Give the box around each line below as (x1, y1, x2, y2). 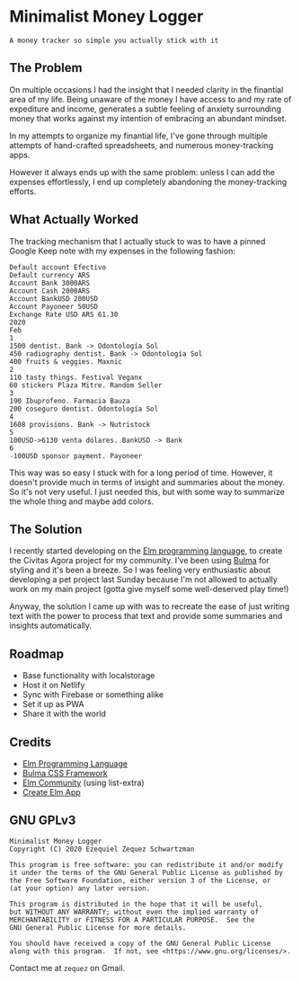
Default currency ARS (9, 270, 91, 279)
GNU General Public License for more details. (9, 923, 187, 932)
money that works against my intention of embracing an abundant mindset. (9, 112, 288, 123)
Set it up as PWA (22, 699, 84, 710)
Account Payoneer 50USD (9, 302, 99, 311)
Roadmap (9, 646, 65, 661)
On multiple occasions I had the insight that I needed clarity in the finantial (9, 84, 284, 95)
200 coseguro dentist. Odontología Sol (9, 404, 159, 413)
